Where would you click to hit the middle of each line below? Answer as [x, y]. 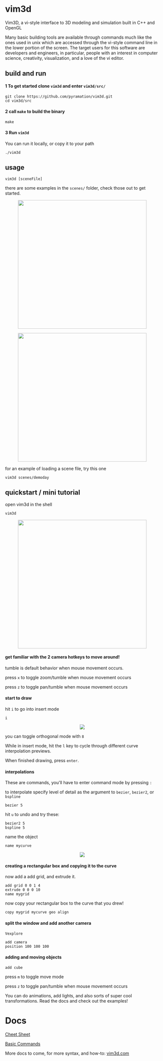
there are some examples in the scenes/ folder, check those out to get [75, 188]
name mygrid [17, 894]
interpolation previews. [28, 751]
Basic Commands [23, 1044]
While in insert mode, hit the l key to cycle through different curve [72, 745]
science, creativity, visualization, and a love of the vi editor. [65, 58]
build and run [26, 74]
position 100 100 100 [27, 946]
